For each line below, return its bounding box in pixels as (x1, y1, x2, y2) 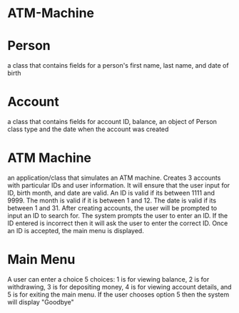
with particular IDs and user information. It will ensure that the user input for (7, 181, 230, 190)
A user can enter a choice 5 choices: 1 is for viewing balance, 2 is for (7, 274, 210, 283)
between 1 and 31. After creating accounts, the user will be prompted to (7, 204, 218, 212)
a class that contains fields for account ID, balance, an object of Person (7, 118, 218, 126)
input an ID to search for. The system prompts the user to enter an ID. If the (7, 212, 228, 220)
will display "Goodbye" (7, 297, 75, 306)
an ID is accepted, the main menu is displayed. (7, 227, 144, 235)
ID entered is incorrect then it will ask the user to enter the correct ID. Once (7, 219, 228, 227)
